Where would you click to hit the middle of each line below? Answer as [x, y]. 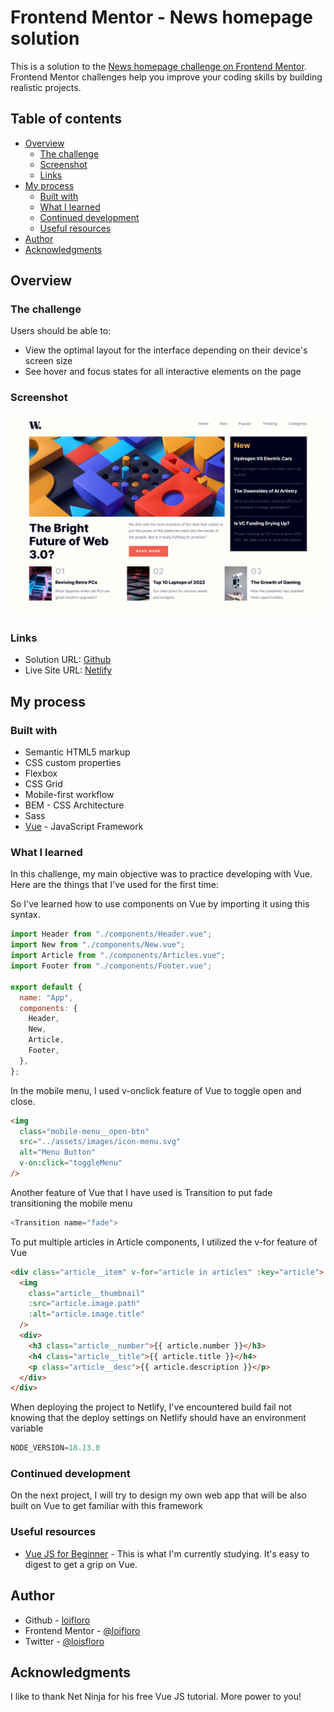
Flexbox [41, 773]
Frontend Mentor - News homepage [161, 17]
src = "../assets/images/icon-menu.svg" [100, 1142]
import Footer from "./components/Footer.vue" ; [111, 966]
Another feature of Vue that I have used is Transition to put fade [141, 1192]
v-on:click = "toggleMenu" [71, 1163]
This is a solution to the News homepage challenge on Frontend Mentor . [158, 66]
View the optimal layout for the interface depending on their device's [166, 350]
